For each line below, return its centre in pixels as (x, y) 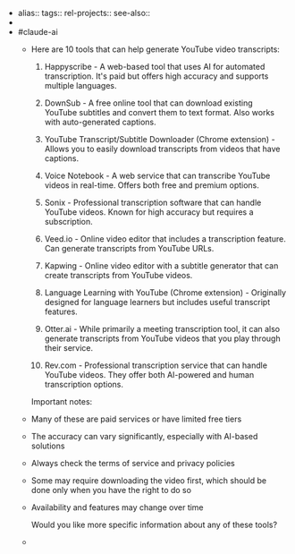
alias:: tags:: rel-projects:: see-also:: (84, 13)
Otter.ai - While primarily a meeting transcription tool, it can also (162, 329)
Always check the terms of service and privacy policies (133, 463)
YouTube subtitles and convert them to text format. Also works (160, 112)
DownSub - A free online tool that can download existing (148, 103)
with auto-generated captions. (100, 122)
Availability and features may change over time (117, 507)
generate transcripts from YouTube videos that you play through (162, 338)
